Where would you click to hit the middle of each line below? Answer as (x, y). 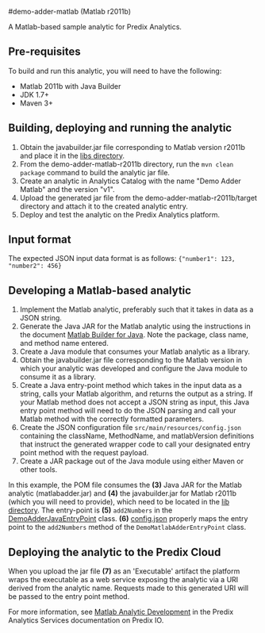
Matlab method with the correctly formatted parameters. (112, 419)
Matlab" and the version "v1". (67, 189)
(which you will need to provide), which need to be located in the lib (119, 502)
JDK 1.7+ (34, 94)
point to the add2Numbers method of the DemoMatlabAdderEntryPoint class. (127, 527)
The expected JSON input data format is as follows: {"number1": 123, (122, 259)
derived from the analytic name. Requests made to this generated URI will (129, 588)
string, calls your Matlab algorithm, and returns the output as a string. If (136, 394)
